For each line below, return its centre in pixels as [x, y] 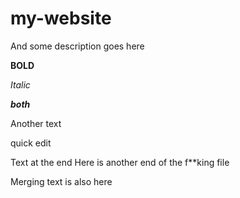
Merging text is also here [61, 181]
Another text [36, 123]
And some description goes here [77, 46]
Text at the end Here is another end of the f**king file [120, 162]
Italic [20, 84]
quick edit [31, 143]
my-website [61, 18]
